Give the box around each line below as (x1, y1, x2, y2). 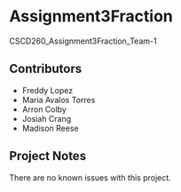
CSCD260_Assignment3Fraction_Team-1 (9, 36, 157, 46)
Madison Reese (21, 123, 79, 133)
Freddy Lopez (21, 84, 74, 95)
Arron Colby (21, 104, 67, 115)
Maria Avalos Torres (21, 94, 96, 105)
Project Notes (9, 148, 87, 164)
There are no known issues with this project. (9, 172, 171, 183)
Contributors (9, 61, 83, 76)
